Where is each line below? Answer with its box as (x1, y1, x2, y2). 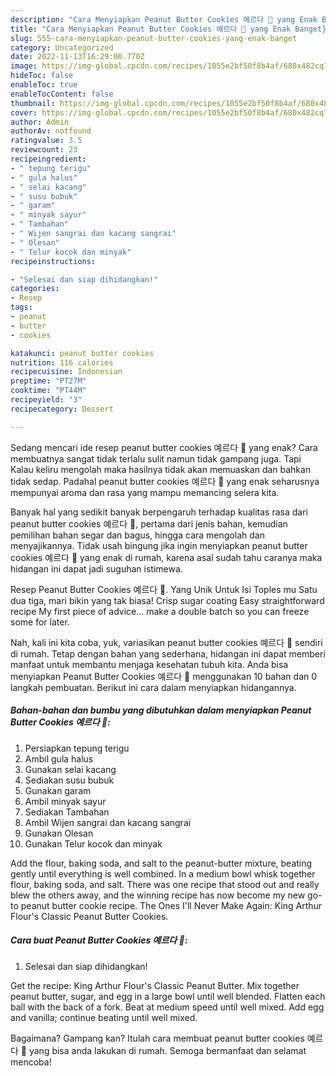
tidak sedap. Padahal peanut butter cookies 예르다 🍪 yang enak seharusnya (10, 475, 320, 487)
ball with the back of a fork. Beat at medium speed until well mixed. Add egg (10, 1001, 325, 1013)
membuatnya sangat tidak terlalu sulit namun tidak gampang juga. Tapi (10, 452, 302, 465)
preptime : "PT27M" (10, 376, 87, 386)
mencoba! (10, 1056, 52, 1068)
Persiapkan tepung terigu (24, 742, 130, 754)
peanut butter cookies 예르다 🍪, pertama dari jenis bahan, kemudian (10, 517, 288, 530)
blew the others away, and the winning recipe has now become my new (10, 889, 306, 901)
